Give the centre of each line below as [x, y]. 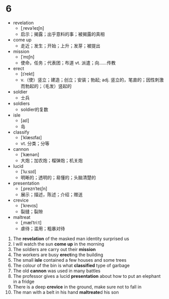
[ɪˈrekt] [27, 74]
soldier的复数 [34, 109]
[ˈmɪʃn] [27, 56]
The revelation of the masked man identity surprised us [71, 238]
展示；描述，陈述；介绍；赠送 [51, 194]
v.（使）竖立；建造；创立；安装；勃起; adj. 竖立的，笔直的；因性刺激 [92, 80]
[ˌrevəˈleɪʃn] [32, 28]
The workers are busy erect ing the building [58, 255]
